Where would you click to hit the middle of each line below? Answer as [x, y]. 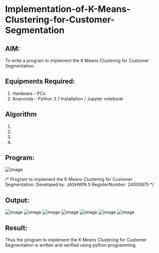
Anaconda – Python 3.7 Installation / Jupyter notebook [68, 98]
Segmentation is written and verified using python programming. [71, 245]
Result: [16, 228]
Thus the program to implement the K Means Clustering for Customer [76, 240]
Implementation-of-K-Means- [68, 9]
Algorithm [21, 115]
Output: [17, 200]
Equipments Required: [40, 81]
